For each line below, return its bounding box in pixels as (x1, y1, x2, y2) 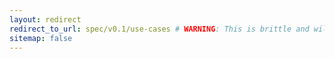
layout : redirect (9, 14, 82, 25)
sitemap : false (9, 33, 73, 43)
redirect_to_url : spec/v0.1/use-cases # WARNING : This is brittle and (9, 24, 310, 34)
